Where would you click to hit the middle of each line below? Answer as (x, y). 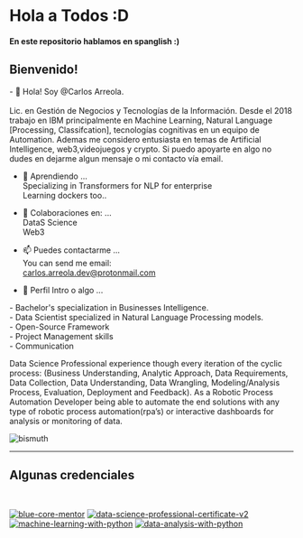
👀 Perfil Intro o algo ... (63, 290)
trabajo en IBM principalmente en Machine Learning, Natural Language (141, 120)
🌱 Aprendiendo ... (55, 176)
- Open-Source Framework (60, 327)
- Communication (42, 346)
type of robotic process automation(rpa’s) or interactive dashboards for (142, 411)
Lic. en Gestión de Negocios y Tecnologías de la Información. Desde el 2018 (151, 110)
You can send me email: (67, 263)
